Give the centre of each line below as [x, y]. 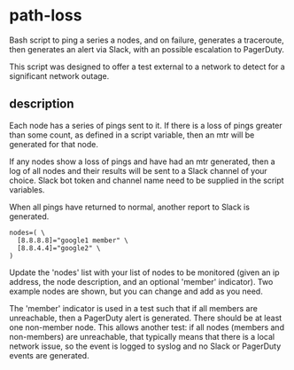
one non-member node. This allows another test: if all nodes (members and [147, 327]
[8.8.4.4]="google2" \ [59, 248]
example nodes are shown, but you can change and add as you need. [136, 291]
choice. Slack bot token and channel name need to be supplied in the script [147, 180]
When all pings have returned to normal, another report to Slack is [130, 207]
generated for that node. [54, 144]
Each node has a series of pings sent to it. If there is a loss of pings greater [146, 125]
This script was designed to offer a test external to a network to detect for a [147, 67]
